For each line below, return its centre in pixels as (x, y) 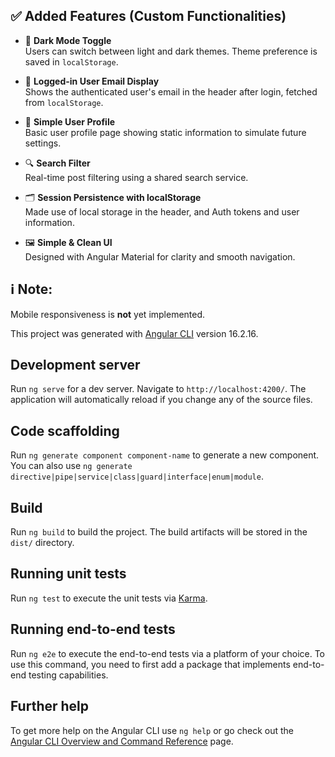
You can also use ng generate (71, 466)
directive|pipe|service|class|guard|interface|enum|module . (137, 476)
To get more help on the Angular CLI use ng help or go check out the (152, 730)
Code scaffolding (65, 430)
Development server (75, 365)
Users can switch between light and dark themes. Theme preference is (171, 51)
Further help (50, 706)
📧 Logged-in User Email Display (92, 81)
